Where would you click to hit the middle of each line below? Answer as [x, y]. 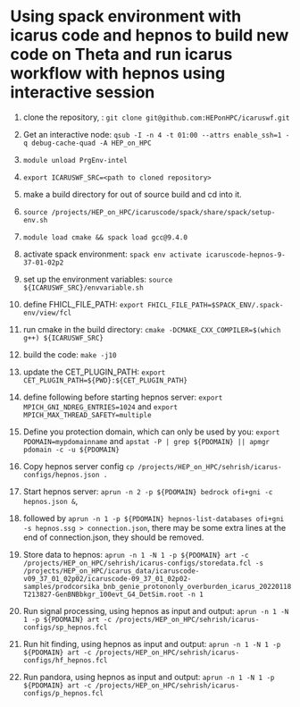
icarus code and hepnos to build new [150, 35]
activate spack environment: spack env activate [112, 254]
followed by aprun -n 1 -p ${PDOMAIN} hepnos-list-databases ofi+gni [154, 518]
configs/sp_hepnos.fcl [65, 627]
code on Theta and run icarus [121, 55]
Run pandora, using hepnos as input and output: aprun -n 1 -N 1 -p [149, 677]
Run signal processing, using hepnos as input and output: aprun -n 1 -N [156, 610]
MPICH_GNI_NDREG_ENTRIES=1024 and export [100, 406]
